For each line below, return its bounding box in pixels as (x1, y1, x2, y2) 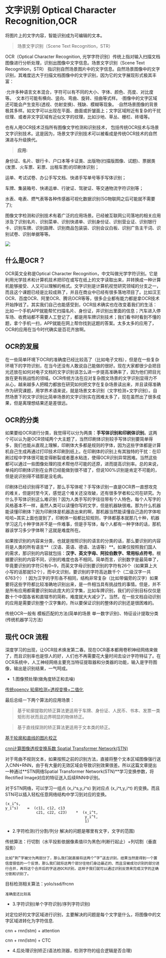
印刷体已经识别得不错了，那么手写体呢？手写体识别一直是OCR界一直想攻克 (5, 484, 157, 490)
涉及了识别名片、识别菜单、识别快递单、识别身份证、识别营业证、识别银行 (5, 219, 157, 224)
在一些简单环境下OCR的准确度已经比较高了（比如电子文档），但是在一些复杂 (5, 356, 160, 363)
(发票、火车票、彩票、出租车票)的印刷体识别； (5, 164, 100, 170)
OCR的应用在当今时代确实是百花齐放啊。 (5, 326, 88, 332)
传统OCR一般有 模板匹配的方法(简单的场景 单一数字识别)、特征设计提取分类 (5, 610, 159, 616)
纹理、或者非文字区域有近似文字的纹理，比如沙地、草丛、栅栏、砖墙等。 (5, 114, 152, 120)
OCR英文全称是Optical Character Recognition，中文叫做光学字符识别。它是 (5, 270, 158, 276)
